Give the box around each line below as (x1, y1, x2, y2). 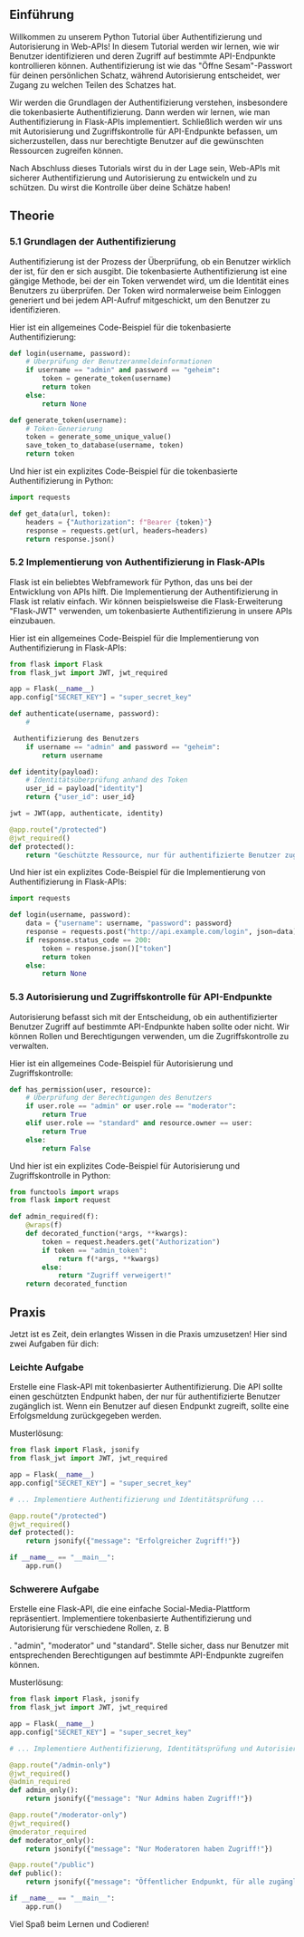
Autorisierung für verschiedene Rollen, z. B (9, 1623, 170, 1633)
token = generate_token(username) (42, 374, 172, 383)
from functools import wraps (9, 1187, 119, 1197)
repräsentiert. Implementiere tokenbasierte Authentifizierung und (9, 1613, 252, 1624)
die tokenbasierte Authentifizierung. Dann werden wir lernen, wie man (9, 106, 271, 117)
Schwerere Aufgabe (9, 1583, 100, 1595)
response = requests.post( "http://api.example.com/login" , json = (25, 928, 278, 937)
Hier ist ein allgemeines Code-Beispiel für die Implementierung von (9, 632, 260, 643)
